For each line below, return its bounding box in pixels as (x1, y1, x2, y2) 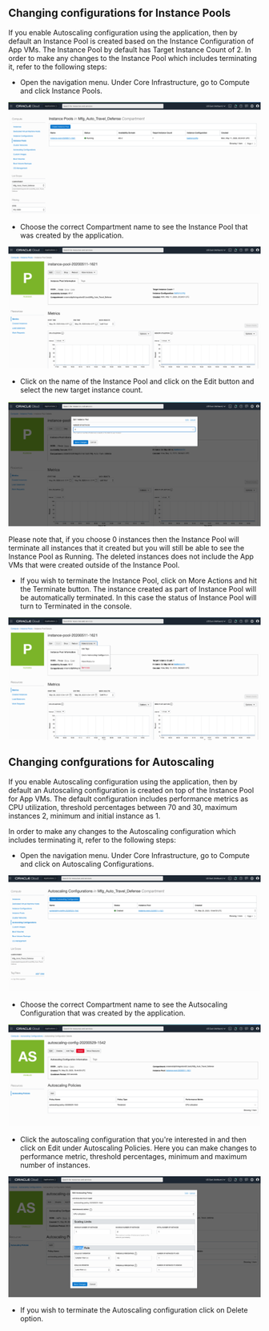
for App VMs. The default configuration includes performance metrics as (8, 794, 249, 804)
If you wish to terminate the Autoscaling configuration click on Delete (19, 1305, 248, 1315)
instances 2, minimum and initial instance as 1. (8, 811, 161, 820)
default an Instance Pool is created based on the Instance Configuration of (8, 36, 255, 46)
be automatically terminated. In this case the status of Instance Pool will (19, 592, 257, 602)
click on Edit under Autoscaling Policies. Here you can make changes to (19, 1143, 257, 1153)
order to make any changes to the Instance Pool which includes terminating (8, 53, 258, 63)
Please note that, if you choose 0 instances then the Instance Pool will (8, 534, 239, 544)
